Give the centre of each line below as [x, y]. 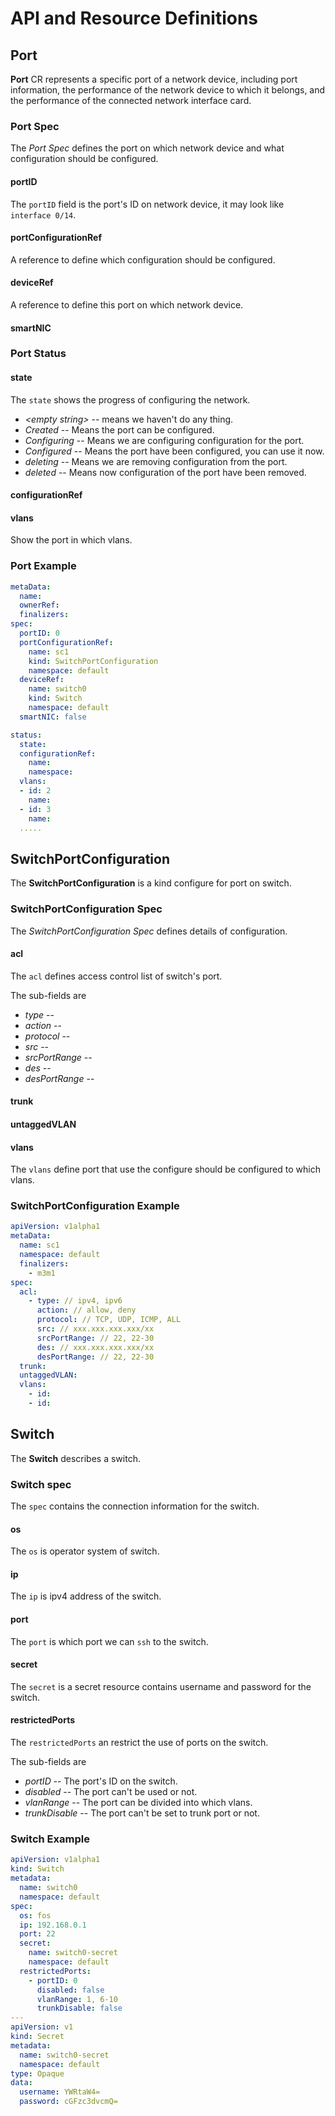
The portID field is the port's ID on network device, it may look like [147, 204]
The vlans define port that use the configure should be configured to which [165, 1169]
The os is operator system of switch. [85, 1551]
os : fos [35, 1915]
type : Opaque [37, 2073]
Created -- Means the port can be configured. [119, 429]
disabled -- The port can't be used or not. [111, 1792]
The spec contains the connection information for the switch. [135, 1506]
